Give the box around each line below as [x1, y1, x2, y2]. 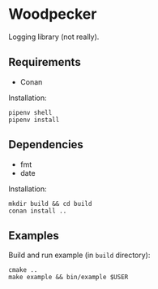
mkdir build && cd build [8, 199, 92, 208]
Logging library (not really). [8, 32, 100, 42]
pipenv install [8, 116, 60, 124]
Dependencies [8, 138, 83, 151]
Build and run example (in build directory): [8, 250, 151, 261]
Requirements [8, 55, 81, 69]
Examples [8, 229, 59, 243]
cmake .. [8, 266, 38, 274]
